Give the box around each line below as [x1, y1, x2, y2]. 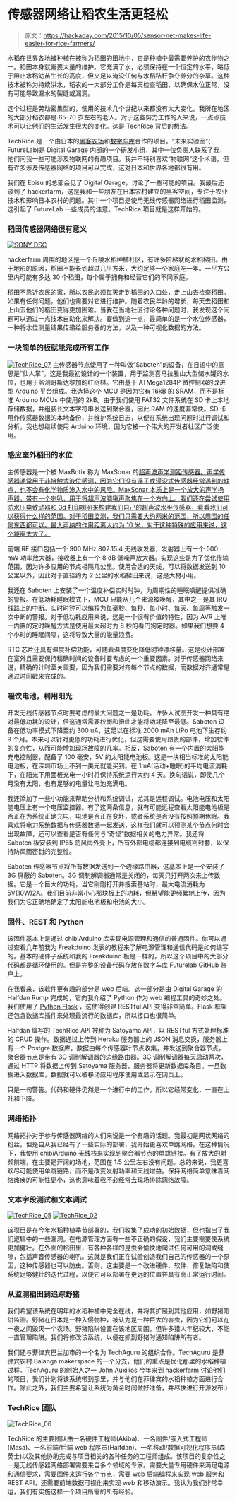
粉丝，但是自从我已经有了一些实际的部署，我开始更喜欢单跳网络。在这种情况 [7, 1139, 230, 1149]
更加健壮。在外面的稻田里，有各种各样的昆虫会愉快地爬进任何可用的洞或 [7, 1243, 217, 1252]
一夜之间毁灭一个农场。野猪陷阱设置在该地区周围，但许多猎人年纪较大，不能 [7, 1325, 230, 1333]
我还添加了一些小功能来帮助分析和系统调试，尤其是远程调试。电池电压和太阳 [7, 794, 230, 803]
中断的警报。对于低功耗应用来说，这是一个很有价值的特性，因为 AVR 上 [13, 612, 221, 621]
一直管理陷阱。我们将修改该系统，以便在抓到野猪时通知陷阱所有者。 [7, 1333, 205, 1342]
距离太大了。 [13, 529, 51, 538]
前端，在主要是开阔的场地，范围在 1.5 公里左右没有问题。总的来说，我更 [13, 1157, 223, 1166]
